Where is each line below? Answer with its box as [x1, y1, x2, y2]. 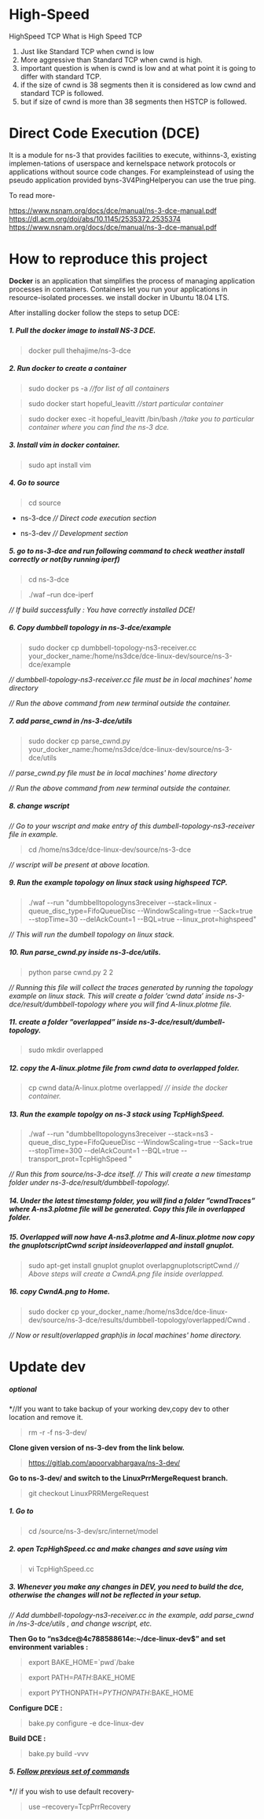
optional [9, 1384, 38, 1394]
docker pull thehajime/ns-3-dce [27, 346, 132, 355]
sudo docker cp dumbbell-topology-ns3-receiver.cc [27, 643, 197, 652]
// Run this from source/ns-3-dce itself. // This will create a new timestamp [9, 1169, 251, 1179]
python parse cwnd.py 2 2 [27, 967, 114, 977]
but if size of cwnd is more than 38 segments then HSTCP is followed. [20, 97, 247, 106]
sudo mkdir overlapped [27, 1045, 104, 1054]
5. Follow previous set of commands [9, 1766, 130, 1777]
